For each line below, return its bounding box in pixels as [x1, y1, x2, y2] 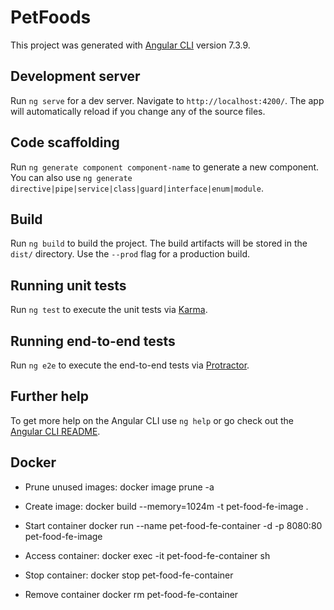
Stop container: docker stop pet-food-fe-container [24, 569, 234, 581]
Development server [10, 68, 141, 85]
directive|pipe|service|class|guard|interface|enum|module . [10, 182, 264, 194]
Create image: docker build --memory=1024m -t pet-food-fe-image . [24, 500, 309, 512]
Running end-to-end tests [10, 332, 176, 350]
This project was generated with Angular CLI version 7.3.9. [10, 39, 251, 51]
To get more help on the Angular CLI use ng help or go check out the [10, 414, 294, 426]
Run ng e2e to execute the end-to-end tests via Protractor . [10, 359, 250, 371]
